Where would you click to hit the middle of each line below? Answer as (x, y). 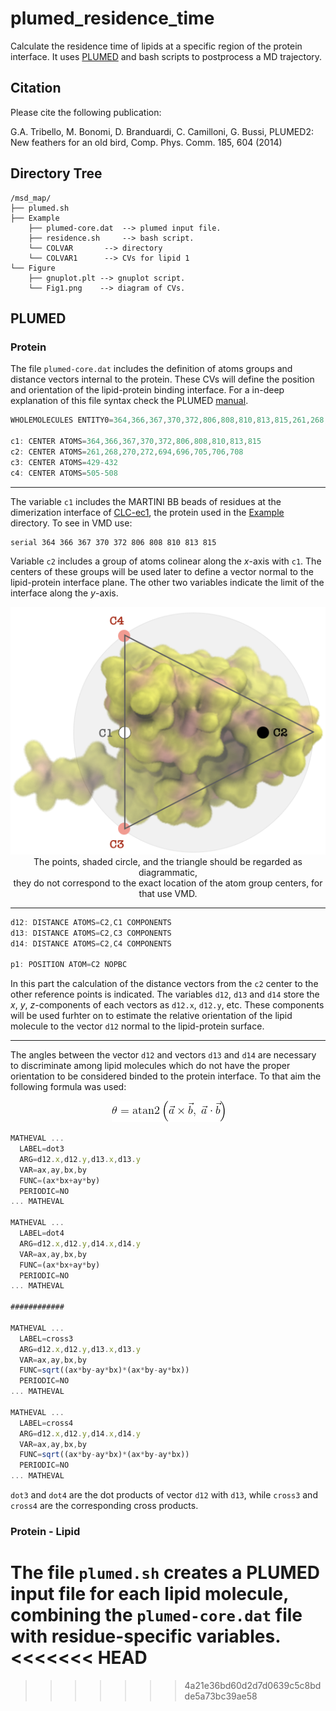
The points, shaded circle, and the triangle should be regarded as (168, 861)
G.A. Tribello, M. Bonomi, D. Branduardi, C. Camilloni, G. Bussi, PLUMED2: (162, 131)
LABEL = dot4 (42, 1233)
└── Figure (33, 268)
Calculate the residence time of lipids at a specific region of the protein (156, 46)
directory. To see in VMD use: (71, 523)
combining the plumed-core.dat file (156, 1615)
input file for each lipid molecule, (149, 1594)
